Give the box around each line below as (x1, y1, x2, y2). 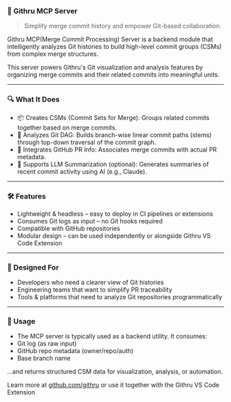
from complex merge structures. (7, 50, 99, 58)
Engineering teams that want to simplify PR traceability (16, 285, 173, 294)
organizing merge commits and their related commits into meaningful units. (7, 70, 220, 79)
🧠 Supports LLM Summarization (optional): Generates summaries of (16, 160, 209, 168)
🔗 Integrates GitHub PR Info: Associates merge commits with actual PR (16, 145, 217, 154)
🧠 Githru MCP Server (7, 6, 78, 16)
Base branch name (16, 354, 71, 363)
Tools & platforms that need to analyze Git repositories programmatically (16, 293, 222, 301)
